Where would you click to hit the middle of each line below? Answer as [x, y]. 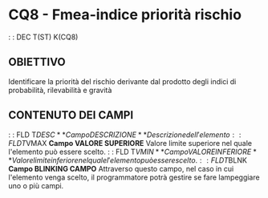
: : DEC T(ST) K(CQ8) [43, 37]
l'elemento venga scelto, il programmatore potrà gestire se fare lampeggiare [134, 177]
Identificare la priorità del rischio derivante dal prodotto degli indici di [122, 81]
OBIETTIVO [37, 62]
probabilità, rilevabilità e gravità [60, 90]
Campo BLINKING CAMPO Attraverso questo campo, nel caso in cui [121, 168]
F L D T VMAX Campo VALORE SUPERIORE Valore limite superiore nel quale [130, 143]
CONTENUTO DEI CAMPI [71, 115]
